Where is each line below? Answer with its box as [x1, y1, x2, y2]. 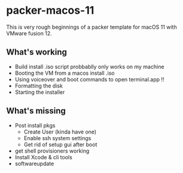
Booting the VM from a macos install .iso [14, 69, 115, 77]
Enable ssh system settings [23, 134, 91, 141]
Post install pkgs [14, 122, 56, 129]
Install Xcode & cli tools [14, 153, 73, 160]
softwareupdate [14, 160, 54, 167]
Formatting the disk [14, 82, 63, 89]
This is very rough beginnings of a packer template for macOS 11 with [6, 23, 178, 31]
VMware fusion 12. [6, 29, 52, 37]
